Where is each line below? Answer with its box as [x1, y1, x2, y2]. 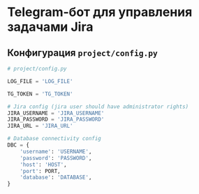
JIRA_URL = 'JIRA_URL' [7, 123, 73, 130]
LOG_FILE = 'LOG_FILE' [7, 77, 73, 84]
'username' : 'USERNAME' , [20, 148, 92, 155]
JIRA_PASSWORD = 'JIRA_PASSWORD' [7, 116, 105, 123]
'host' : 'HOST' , [20, 161, 68, 168]
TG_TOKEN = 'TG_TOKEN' [7, 90, 73, 98]
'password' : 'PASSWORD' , [20, 154, 92, 161]
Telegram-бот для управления [7, 4, 193, 20]
